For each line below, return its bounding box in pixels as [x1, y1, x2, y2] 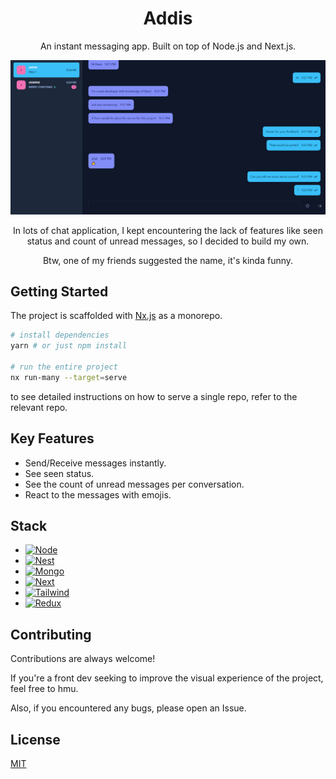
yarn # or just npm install [10, 341, 128, 351]
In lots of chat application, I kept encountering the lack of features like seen [13, 224, 323, 236]
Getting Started [10, 283, 109, 300]
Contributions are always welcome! [10, 653, 156, 665]
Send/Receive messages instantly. [24, 457, 167, 469]
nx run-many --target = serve [10, 372, 128, 382]
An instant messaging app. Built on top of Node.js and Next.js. [39, 40, 297, 52]
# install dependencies [10, 330, 110, 341]
